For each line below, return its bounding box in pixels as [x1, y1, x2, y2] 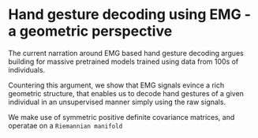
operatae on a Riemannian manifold [8, 121, 123, 130]
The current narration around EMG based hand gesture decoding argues [8, 48, 245, 58]
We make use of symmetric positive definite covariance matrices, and [8, 112, 235, 121]
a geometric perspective [8, 22, 173, 40]
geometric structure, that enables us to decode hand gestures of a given [8, 88, 245, 98]
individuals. [8, 65, 46, 74]
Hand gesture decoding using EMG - [8, 6, 251, 24]
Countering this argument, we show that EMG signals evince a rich [8, 80, 225, 90]
